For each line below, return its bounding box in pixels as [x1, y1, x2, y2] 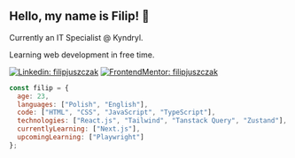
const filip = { [9, 83, 69, 93]
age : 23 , [17, 92, 50, 101]
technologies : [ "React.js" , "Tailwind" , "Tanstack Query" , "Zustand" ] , [17, 117, 288, 125]
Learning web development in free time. [9, 49, 155, 60]
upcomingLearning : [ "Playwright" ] [17, 133, 144, 142]
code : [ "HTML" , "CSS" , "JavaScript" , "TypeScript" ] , [17, 108, 216, 117]
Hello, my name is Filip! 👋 [9, 9, 151, 24]
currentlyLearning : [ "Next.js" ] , [17, 124, 141, 133]
